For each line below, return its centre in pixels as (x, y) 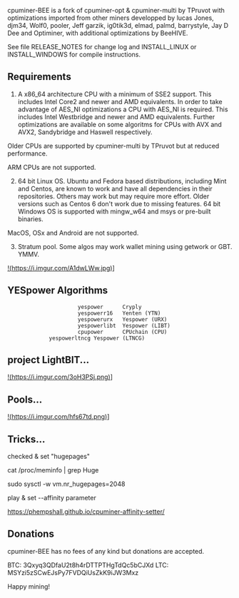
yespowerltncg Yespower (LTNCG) (97, 338)
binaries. (31, 219)
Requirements (39, 77)
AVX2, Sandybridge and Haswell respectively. (85, 132)
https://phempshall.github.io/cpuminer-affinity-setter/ (86, 512)
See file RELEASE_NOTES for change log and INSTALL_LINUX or (102, 47)
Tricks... (26, 439)
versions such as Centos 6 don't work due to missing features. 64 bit (119, 203)
